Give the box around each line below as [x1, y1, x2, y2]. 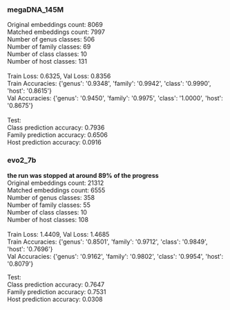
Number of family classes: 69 [7, 43, 91, 51]
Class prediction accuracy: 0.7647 [7, 280, 105, 289]
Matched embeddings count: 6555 [7, 185, 106, 194]
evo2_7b [7, 156, 37, 165]
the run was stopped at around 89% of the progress [7, 171, 159, 179]
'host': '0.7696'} [7, 244, 53, 253]
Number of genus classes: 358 [7, 193, 95, 201]
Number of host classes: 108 [7, 215, 88, 224]
